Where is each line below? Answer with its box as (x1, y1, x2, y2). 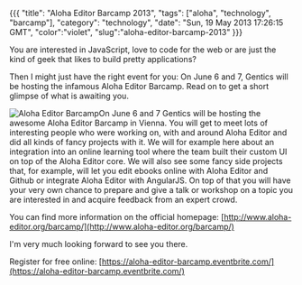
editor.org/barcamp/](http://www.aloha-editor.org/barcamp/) (9, 221, 234, 232)
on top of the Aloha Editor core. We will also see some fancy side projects (9, 156, 283, 166)
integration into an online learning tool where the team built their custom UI (9, 146, 288, 157)
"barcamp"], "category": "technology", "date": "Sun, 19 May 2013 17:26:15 (9, 17, 284, 28)
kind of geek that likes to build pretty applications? (9, 54, 197, 64)
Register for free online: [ (9, 256, 102, 267)
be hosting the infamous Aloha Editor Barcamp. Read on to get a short (9, 81, 270, 91)
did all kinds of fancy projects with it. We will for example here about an (9, 137, 275, 147)
